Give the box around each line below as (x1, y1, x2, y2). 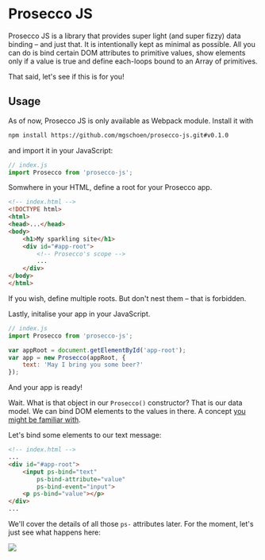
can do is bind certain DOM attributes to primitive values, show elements (8, 48, 246, 57)
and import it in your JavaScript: (8, 145, 113, 155)
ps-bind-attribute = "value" (36, 475, 126, 483)
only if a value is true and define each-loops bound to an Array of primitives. (8, 56, 258, 66)
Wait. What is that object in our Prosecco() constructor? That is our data (8, 398, 243, 407)
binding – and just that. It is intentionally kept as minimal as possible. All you (8, 39, 255, 48)
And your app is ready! (8, 383, 83, 392)
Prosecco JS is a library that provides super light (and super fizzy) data (8, 31, 241, 41)
